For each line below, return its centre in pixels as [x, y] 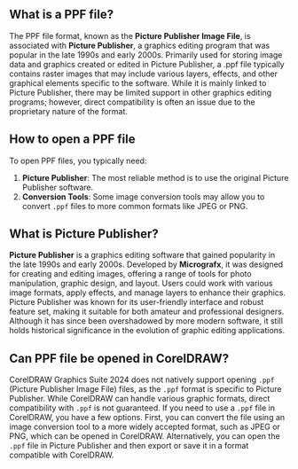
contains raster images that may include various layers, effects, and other [143, 74]
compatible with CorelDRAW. [62, 455]
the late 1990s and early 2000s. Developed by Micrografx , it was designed [146, 264]
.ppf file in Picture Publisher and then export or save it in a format [129, 446]
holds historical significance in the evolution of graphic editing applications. [147, 331]
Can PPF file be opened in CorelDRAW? [119, 358]
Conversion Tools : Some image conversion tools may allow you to [143, 196]
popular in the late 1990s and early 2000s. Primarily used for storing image [146, 55]
